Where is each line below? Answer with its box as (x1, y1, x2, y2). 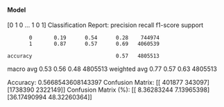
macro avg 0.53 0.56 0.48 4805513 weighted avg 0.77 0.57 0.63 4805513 (7, 65, 217, 73)
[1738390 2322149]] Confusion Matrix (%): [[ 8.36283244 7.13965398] (7, 85, 210, 94)
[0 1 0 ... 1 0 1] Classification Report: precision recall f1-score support (7, 21, 204, 29)
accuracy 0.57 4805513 (7, 53, 160, 60)
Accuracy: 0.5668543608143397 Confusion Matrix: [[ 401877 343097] (7, 79, 210, 87)
